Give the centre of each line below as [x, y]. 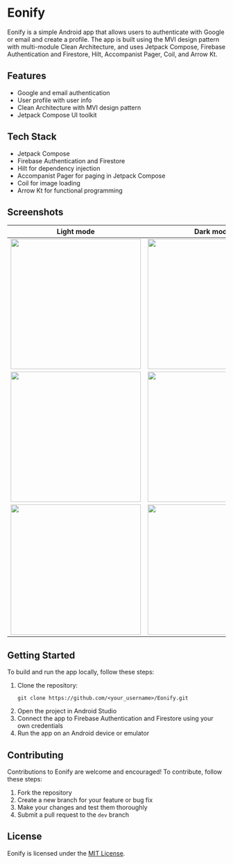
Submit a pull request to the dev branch [73, 815]
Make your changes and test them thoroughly [82, 807]
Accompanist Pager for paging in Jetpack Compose [91, 176]
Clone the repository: [48, 686]
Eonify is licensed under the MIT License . [66, 853]
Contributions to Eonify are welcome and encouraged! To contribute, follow [115, 772]
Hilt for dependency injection [59, 168]
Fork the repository [45, 792]
